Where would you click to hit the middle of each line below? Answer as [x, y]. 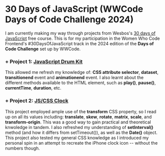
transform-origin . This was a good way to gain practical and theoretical [78, 122]
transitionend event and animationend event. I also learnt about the [74, 78]
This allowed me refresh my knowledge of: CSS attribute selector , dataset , [82, 72]
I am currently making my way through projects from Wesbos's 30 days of [81, 33]
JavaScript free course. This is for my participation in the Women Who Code [82, 38]
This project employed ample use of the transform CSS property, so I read [81, 111]
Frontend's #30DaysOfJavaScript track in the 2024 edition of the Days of [80, 43]
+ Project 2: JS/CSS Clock [37, 101]
